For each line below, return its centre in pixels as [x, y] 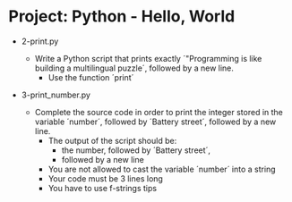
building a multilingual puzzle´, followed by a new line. [134, 68]
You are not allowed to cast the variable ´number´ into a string [162, 169]
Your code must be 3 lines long [105, 178]
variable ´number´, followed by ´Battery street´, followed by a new [155, 122]
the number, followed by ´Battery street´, [136, 150]
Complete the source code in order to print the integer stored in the [159, 112]
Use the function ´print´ [91, 77]
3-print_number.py [56, 95]
